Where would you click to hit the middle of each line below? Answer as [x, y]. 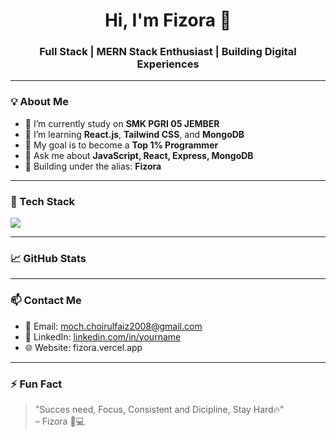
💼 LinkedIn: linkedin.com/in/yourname [103, 336]
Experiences [168, 64]
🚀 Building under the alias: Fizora [93, 166]
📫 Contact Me [46, 301]
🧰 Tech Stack [43, 201]
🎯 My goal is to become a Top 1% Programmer [121, 145]
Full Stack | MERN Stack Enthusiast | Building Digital [168, 52]
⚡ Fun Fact [36, 384]
